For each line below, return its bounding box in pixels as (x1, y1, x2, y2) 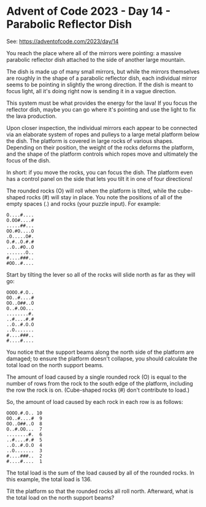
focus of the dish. (6, 156, 51, 164)
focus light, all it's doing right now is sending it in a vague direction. (6, 87, 177, 94)
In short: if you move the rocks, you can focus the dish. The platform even (6, 169, 193, 176)
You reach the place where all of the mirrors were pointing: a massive (6, 49, 182, 56)
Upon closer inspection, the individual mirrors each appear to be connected (6, 124, 198, 131)
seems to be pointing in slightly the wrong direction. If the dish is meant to (6, 81, 194, 88)
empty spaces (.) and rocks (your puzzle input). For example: (6, 200, 161, 207)
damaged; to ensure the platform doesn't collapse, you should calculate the (6, 354, 197, 362)
